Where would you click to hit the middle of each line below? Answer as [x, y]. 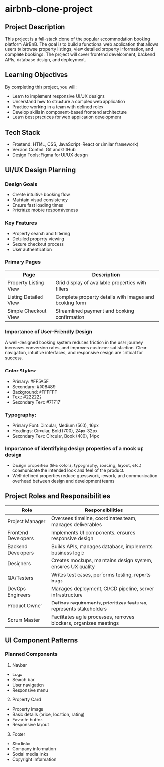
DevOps [17, 588]
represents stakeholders [79, 609]
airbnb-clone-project [49, 9]
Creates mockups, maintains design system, [102, 560]
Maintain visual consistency [40, 200]
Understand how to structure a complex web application [69, 101]
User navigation [28, 685]
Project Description [35, 27]
